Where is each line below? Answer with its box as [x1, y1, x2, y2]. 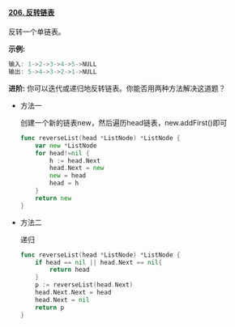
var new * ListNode [35, 142, 97, 150]
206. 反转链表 [8, 7, 55, 17]
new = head [49, 172, 87, 180]
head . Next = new [49, 164, 105, 172]
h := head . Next [49, 156, 101, 165]
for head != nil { [35, 149, 90, 157]
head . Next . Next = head [35, 288, 112, 297]
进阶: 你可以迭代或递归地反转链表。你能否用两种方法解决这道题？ [8, 83, 226, 93]
